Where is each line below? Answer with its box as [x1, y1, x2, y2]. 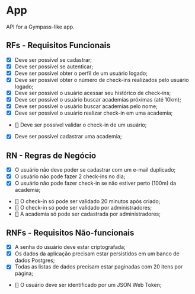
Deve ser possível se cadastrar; [14, 56, 92, 63]
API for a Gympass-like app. [6, 23, 75, 30]
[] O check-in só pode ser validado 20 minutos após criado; [14, 198, 161, 205]
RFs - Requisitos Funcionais [6, 40, 111, 50]
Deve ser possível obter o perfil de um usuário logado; [14, 69, 148, 77]
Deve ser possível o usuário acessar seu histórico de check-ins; [14, 90, 171, 96]
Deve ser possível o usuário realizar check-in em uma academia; [14, 109, 173, 116]
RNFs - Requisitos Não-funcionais [6, 227, 135, 238]
